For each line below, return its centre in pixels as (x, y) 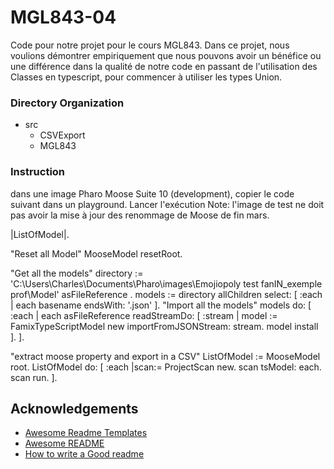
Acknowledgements (74, 408)
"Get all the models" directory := (77, 273)
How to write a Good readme (84, 454)
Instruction (38, 172)
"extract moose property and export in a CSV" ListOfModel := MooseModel (165, 356)
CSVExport (62, 135)
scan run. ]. (34, 377)
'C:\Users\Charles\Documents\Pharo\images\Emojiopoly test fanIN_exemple (166, 283)
